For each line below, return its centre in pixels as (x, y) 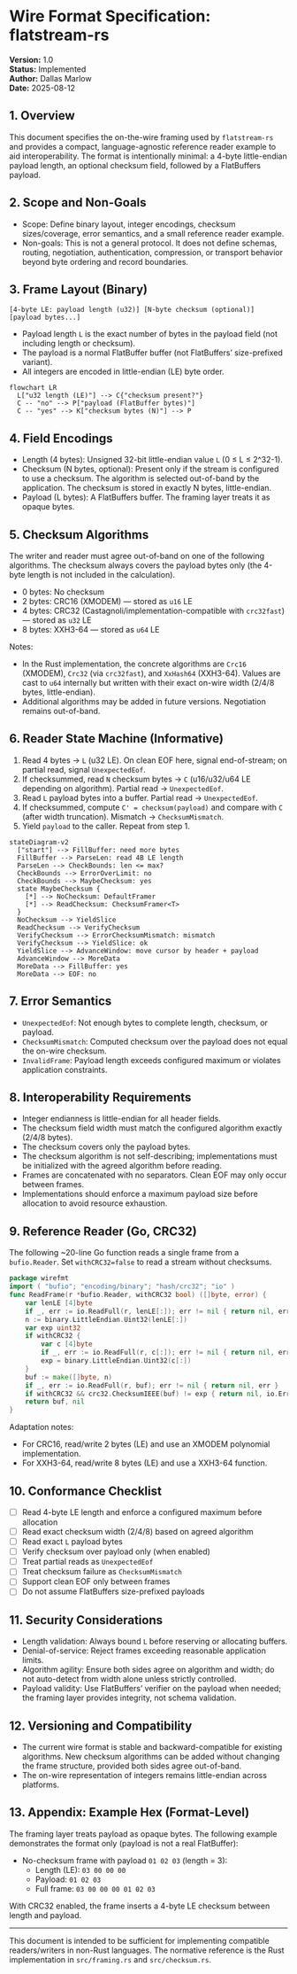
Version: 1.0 (31, 59)
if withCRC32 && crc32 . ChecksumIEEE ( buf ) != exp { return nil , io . (152, 1394)
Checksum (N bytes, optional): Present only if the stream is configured (150, 469)
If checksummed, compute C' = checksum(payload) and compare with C (152, 807)
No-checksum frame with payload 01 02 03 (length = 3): (125, 1860)
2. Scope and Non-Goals (78, 202)
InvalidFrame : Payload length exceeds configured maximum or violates (151, 1060)
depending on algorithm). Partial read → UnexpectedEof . (122, 788)
